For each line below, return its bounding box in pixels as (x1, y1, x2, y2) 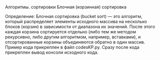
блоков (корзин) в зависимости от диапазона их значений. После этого (5, 24, 156, 30)
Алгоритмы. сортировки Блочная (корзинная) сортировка (5, 4, 127, 10)
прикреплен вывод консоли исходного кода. (5, 49, 99, 55)
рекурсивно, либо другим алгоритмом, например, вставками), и (5, 34, 141, 40)
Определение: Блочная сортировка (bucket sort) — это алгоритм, (5, 14, 143, 19)
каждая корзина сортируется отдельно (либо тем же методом (5, 29, 136, 34)
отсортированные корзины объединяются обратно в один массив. (5, 39, 145, 45)
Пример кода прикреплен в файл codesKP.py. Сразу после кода (5, 45, 139, 50)
